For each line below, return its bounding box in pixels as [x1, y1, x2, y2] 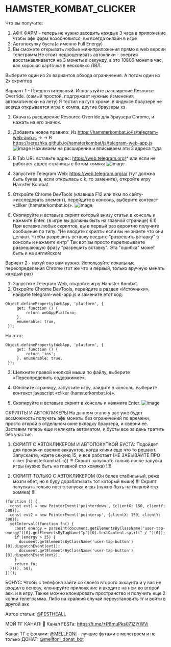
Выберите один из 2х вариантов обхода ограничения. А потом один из [5, 72, 160, 78]
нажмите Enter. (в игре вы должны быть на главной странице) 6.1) [12, 217, 157, 223]
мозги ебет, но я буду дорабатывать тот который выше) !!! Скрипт [12, 478, 157, 484]
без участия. [5, 431, 33, 437]
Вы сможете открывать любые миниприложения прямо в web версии [12, 46, 166, 52]
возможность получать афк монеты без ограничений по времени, [5, 415, 151, 421]
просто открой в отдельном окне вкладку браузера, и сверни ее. [5, 420, 149, 427]
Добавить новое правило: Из [12, 129, 77, 135]
